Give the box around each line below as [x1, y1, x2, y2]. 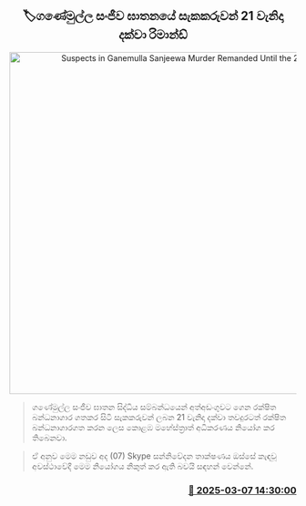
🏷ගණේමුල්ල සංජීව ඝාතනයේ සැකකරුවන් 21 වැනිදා [22, 8, 284, 24]
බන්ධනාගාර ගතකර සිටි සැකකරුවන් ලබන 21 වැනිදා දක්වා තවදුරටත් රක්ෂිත [31, 411, 287, 422]
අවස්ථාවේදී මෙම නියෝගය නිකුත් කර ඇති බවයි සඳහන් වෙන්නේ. [31, 460, 254, 471]
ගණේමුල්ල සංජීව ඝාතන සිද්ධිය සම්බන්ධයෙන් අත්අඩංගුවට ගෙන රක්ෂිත [31, 401, 277, 412]
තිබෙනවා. [31, 432, 67, 443]
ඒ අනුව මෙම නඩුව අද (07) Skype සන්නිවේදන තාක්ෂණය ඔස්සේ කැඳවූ [31, 450, 278, 461]
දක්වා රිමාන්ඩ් [117, 27, 189, 43]
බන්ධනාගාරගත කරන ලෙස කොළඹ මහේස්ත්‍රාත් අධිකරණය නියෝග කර [31, 421, 275, 432]
